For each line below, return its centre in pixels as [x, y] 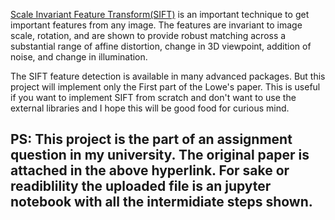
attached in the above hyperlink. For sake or [150, 170]
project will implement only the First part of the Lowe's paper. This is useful [165, 87]
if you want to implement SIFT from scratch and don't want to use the [153, 97]
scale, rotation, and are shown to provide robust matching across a [148, 35]
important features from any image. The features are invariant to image [156, 25]
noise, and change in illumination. [79, 57]
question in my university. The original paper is [160, 155]
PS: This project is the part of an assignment [151, 139]
